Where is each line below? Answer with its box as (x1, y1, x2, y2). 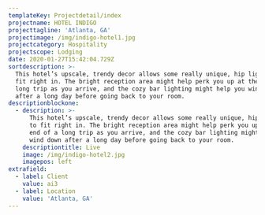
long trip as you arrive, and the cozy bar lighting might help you (15, 84, 245, 93)
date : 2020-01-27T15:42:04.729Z (8, 56, 114, 64)
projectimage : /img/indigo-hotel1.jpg (8, 33, 136, 42)
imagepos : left (22, 158, 73, 166)
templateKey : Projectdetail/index (8, 11, 122, 20)
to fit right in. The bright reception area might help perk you (28, 121, 248, 129)
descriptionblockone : (8, 99, 80, 107)
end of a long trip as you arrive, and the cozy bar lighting (28, 128, 238, 136)
